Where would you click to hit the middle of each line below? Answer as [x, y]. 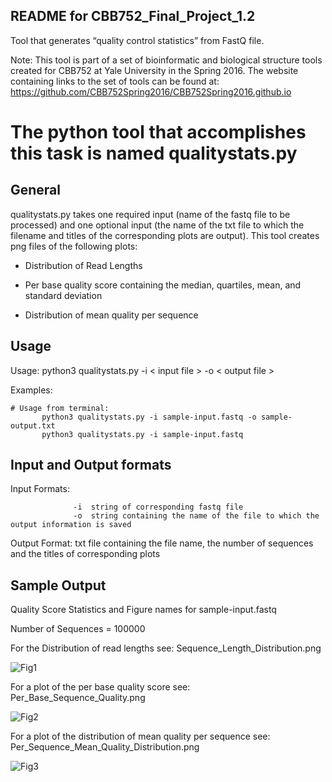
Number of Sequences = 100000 [78, 629]
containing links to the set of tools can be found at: [115, 81]
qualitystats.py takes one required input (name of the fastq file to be [150, 214]
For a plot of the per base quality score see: [100, 687]
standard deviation [63, 295]
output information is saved [71, 525]
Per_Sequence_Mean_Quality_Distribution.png [105, 747]
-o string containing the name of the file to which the [196, 516]
